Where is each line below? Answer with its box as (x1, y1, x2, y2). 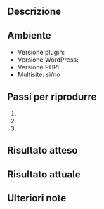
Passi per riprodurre (7, 90, 97, 102)
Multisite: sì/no (17, 70, 61, 79)
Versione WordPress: (17, 55, 79, 64)
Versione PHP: (17, 63, 60, 72)
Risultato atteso (7, 144, 78, 156)
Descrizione (7, 6, 62, 18)
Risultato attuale (7, 168, 81, 180)
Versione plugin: (17, 48, 65, 57)
